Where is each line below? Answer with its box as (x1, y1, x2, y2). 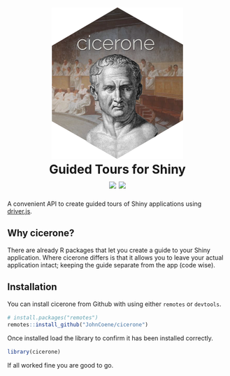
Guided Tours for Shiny (48, 162, 187, 178)
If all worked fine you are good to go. (7, 361, 114, 370)
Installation (7, 281, 57, 293)
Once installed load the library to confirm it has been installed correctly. (7, 334, 213, 342)
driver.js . (7, 207, 33, 215)
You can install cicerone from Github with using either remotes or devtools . (7, 300, 222, 308)
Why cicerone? (7, 228, 75, 239)
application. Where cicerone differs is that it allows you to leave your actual (7, 253, 224, 262)
